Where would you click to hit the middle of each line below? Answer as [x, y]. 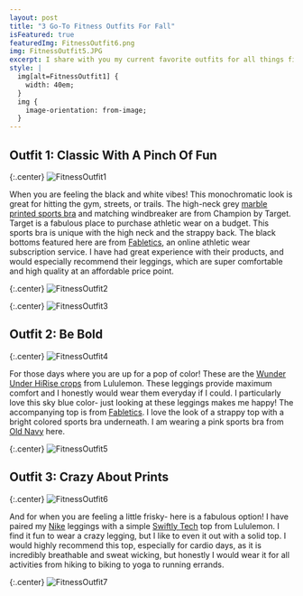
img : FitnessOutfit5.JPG [56, 51]
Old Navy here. [37, 431]
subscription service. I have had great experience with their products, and [147, 251]
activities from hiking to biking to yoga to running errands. [117, 564]
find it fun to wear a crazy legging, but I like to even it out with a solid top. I [148, 535]
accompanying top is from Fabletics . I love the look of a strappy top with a [147, 412]
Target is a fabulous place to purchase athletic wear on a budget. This [139, 223]
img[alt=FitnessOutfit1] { [68, 77]
